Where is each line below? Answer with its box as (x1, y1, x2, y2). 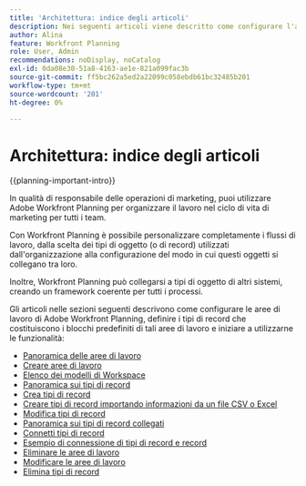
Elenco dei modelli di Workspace (22, 370, 146, 380)
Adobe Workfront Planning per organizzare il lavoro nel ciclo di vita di (9, 202, 270, 214)
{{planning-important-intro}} (9, 175, 117, 187)
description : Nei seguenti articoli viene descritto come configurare (9, 22, 283, 31)
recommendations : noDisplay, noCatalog (9, 56, 161, 65)
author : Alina (9, 30, 64, 39)
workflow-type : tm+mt (9, 81, 92, 90)
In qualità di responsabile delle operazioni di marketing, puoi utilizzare (9, 193, 271, 204)
